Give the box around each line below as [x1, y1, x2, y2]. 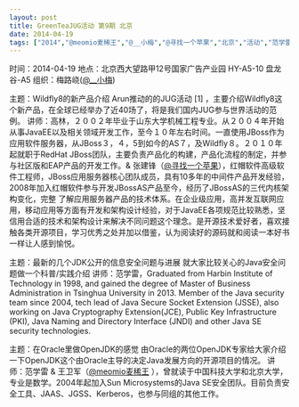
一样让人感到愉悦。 [9, 238, 80, 249]
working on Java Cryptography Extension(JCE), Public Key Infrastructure [9, 306, 278, 317]
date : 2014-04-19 [9, 29, 74, 38]
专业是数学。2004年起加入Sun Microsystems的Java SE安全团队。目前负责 [9, 378, 282, 388]
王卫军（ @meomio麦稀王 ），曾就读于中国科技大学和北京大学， [57, 366, 288, 377]
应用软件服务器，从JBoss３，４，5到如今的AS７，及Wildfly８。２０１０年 [9, 138, 283, 149]
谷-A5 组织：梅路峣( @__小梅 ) [9, 75, 116, 85]
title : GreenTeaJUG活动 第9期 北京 [9, 21, 133, 30]
